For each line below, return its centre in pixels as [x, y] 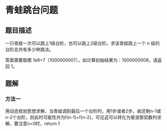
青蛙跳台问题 [32, 10]
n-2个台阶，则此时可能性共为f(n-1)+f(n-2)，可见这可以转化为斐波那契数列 [81, 117]
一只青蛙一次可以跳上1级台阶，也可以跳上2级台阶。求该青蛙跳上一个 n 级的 [82, 43]
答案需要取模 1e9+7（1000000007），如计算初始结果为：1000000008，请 [81, 60]
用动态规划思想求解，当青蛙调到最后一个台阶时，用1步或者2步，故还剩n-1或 [83, 111]
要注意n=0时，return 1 [37, 123]
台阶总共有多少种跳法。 [29, 49]
